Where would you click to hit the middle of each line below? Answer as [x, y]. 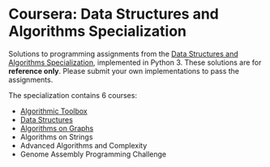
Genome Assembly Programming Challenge [93, 154]
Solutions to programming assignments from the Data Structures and [123, 54]
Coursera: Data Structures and [114, 14]
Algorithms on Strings [56, 137]
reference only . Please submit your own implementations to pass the [124, 71]
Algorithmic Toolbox [54, 111]
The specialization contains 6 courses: [73, 95]
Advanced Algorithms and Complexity [84, 145]
